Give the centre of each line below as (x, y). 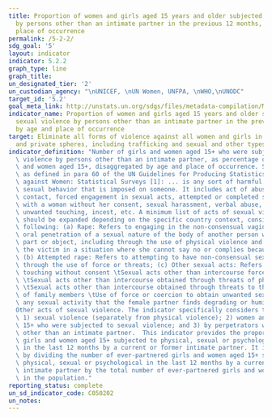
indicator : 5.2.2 (38, 62)
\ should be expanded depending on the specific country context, (130, 220)
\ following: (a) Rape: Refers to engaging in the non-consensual (130, 227)
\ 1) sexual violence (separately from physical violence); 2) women (135, 317)
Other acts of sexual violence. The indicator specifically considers (137, 310)
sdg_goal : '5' (32, 46)
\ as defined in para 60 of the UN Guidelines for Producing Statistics (141, 174)
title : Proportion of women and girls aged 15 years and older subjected (136, 16)
